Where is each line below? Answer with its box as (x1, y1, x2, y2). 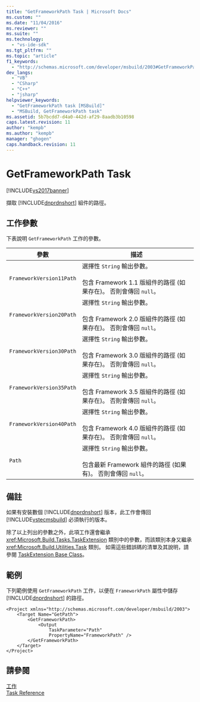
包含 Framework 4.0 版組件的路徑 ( (82, 424, 180, 433)
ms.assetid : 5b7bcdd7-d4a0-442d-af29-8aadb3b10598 (6, 114, 135, 120)
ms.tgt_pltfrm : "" (6, 48, 52, 54)
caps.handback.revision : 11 (6, 141, 76, 148)
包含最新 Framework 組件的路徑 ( (82, 460, 174, 469)
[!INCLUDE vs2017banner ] (6, 187, 70, 194)
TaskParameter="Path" (48, 627, 102, 633)
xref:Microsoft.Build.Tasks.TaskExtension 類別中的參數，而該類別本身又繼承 (6, 536, 192, 543)
